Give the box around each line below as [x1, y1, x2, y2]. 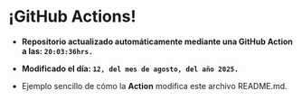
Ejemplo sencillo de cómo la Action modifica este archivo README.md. [21, 80, 288, 91]
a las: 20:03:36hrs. [21, 45, 93, 56]
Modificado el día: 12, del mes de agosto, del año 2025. [21, 63, 239, 74]
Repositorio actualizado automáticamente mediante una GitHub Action [21, 36, 293, 47]
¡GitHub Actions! [8, 6, 137, 27]
